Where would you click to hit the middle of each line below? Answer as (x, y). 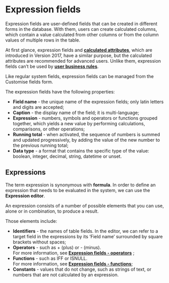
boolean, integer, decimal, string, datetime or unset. (67, 156)
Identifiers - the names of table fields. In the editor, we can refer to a (85, 231)
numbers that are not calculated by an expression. (66, 275)
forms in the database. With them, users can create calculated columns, (81, 29)
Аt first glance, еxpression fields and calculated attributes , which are (79, 50)
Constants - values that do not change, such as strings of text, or (82, 269)
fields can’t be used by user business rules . (52, 66)
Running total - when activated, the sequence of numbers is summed (86, 134)
